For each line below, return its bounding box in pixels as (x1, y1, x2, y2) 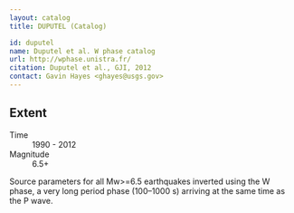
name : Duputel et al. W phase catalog (9, 46, 156, 55)
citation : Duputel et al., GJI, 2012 (9, 63, 152, 73)
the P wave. (9, 195, 53, 206)
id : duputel (9, 38, 54, 47)
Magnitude (9, 149, 50, 160)
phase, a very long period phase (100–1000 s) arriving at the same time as (9, 185, 286, 196)
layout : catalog (9, 13, 71, 23)
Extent (9, 105, 47, 121)
